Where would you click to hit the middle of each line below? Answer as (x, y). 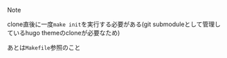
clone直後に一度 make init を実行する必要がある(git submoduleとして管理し (114, 24)
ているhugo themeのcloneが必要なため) (64, 33)
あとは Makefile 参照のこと (44, 47)
